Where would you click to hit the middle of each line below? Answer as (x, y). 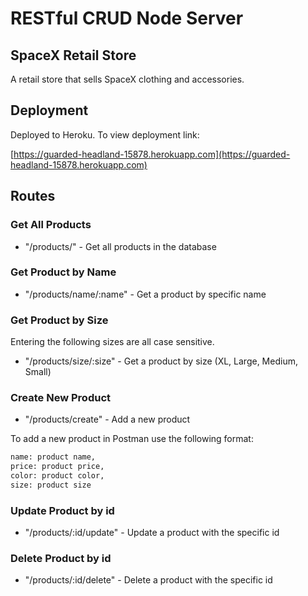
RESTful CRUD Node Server (127, 18)
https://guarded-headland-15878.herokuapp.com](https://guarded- (152, 154)
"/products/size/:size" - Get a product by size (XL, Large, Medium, (161, 361)
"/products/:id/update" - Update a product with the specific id (152, 533)
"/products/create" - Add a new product (107, 419)
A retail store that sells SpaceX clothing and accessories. (127, 79)
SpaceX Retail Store (73, 55)
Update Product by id (62, 510)
